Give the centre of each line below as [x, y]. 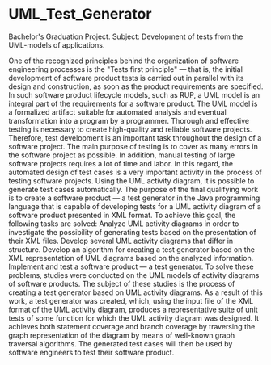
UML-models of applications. [57, 44]
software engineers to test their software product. [91, 352]
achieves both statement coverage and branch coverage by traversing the [132, 326]
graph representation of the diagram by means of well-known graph [122, 335]
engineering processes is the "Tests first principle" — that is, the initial [125, 69]
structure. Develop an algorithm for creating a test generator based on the [132, 249]
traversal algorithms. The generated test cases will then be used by [121, 343]
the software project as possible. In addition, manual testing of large [122, 155]
